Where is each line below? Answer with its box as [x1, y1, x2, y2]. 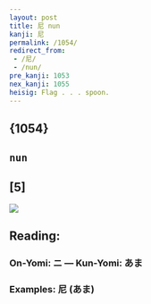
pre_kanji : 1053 [9, 72, 70, 80]
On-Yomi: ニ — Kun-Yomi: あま [9, 257, 143, 269]
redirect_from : [9, 46, 66, 55]
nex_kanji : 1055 [9, 80, 70, 89]
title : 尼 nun [9, 21, 61, 30]
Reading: [9, 229, 61, 244]
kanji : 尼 [9, 30, 45, 38]
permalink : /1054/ [9, 38, 78, 47]
